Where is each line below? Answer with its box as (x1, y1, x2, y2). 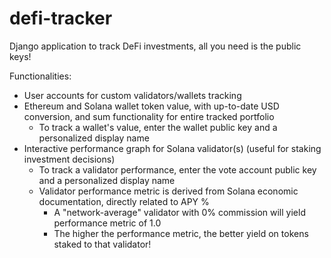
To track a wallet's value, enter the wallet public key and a (38, 121, 278, 133)
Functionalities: (9, 70, 72, 82)
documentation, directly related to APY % (38, 195, 210, 207)
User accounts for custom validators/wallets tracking (23, 89, 242, 101)
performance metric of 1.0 (53, 217, 162, 229)
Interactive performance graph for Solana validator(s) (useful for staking (23, 142, 322, 154)
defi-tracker (9, 7, 113, 30)
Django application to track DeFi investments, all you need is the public (9, 40, 302, 52)
